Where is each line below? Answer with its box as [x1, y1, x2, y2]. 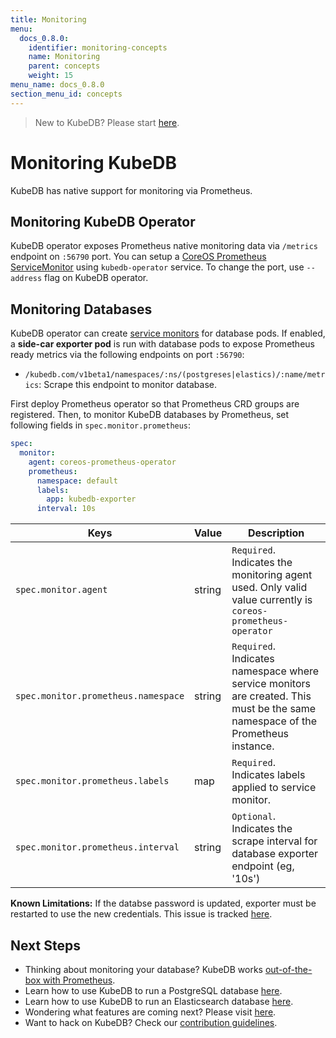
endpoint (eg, [231, 859, 295, 873]
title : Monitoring [10, 14, 87, 25]
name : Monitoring [28, 52, 101, 62]
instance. [231, 739, 275, 753]
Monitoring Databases [10, 301, 153, 318]
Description [247, 526, 305, 540]
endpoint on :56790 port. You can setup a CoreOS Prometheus [10, 251, 267, 263]
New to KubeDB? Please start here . [34, 116, 180, 128]
